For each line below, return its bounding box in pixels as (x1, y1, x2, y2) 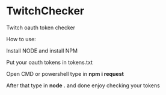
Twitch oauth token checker (6, 24, 75, 31)
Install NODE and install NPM (6, 47, 78, 54)
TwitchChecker (6, 4, 85, 18)
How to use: (6, 35, 36, 42)
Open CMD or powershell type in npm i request (6, 70, 124, 77)
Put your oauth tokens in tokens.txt (6, 59, 93, 66)
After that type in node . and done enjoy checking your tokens (6, 82, 161, 89)
